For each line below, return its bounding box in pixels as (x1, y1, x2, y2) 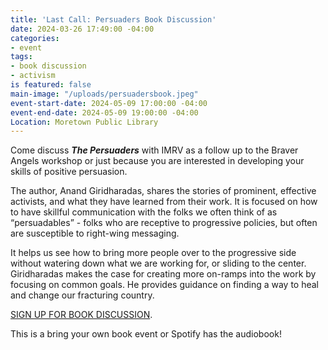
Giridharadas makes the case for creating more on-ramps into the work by (10, 268, 317, 280)
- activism (10, 71, 56, 81)
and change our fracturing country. (10, 289, 155, 301)
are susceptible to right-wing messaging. (10, 227, 180, 240)
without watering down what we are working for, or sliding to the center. (10, 257, 307, 270)
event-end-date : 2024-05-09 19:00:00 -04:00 (10, 107, 199, 118)
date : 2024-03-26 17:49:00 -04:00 (10, 24, 155, 34)
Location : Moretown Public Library (10, 117, 159, 127)
